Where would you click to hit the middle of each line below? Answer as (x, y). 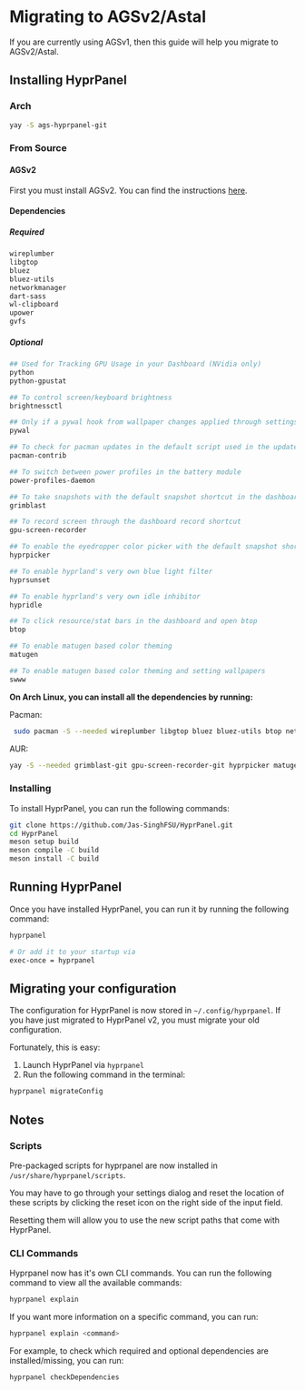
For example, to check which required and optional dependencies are (139, 1351)
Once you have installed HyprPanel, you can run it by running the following (149, 909)
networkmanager (38, 287)
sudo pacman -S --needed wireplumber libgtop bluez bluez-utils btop (148, 731)
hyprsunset (30, 580)
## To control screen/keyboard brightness (91, 398)
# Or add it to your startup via (73, 952)
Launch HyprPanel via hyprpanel (83, 1065)
